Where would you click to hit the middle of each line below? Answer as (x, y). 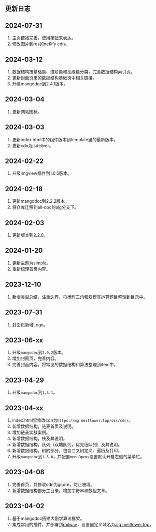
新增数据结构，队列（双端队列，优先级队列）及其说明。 (67, 444)
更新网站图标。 (27, 112)
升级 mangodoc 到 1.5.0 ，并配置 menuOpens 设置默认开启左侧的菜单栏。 (78, 456)
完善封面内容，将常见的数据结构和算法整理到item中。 (65, 365)
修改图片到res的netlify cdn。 (41, 44)
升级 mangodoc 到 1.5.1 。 (35, 392)
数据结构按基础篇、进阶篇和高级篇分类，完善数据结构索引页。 (73, 72)
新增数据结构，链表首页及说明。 (44, 426)
